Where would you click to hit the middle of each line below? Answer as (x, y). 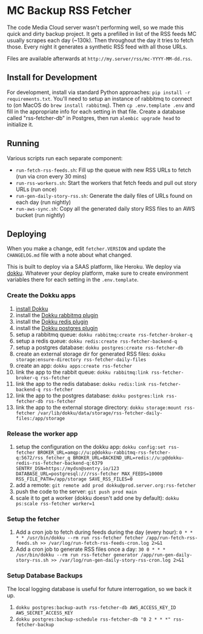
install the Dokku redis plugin (52, 322)
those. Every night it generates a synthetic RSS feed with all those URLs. (97, 47)
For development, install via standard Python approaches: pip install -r (98, 92)
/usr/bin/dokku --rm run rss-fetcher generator (77, 555)
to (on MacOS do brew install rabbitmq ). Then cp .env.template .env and (101, 105)
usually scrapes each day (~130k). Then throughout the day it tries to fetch (100, 40)
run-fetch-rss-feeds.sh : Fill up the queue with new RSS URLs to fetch (103, 170)
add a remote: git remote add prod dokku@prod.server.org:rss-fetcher (106, 485)
